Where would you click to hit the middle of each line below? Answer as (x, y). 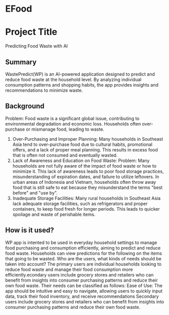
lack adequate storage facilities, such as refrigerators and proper (80, 204)
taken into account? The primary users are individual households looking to (83, 264)
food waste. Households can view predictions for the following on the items (84, 253)
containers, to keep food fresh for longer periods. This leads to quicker (86, 209)
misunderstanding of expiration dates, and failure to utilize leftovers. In (86, 176)
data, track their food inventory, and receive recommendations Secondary (82, 296)
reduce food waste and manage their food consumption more (69, 269)
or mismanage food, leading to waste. (65, 129)
